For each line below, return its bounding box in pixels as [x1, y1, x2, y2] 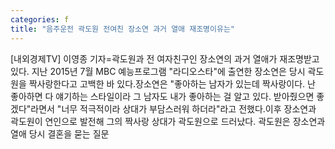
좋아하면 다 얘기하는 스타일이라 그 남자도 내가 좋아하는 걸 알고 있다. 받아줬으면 [10, 90, 315, 102]
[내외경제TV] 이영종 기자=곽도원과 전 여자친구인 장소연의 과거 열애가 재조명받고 [10, 52, 320, 65]
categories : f [10, 14, 70, 25]
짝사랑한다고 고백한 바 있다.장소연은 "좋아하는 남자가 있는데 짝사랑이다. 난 [28, 77, 316, 90]
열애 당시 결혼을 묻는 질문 [10, 127, 110, 140]
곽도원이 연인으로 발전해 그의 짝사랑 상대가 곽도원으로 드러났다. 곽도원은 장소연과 [10, 115, 326, 127]
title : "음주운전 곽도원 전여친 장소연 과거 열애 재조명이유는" [10, 24, 236, 34]
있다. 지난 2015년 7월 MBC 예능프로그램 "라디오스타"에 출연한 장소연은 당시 [10, 65, 306, 77]
